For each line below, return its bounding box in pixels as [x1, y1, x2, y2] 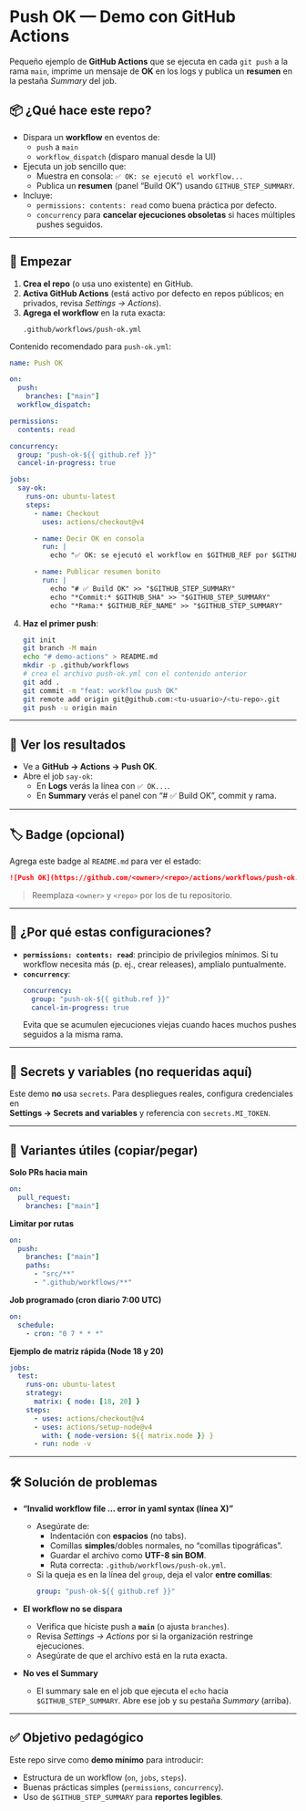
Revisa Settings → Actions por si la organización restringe [36, 1630, 253, 1641]
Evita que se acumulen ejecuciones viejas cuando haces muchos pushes [22, 1019, 297, 1030]
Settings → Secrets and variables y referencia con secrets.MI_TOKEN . [9, 1108, 271, 1119]
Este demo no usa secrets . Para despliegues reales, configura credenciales [9, 1088, 294, 1100]
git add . [22, 678, 61, 687]
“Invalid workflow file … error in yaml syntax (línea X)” [22, 1503, 234, 1515]
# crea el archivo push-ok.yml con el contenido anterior [22, 669, 248, 678]
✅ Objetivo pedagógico [9, 1730, 144, 1745]
